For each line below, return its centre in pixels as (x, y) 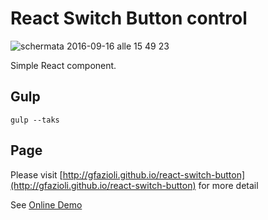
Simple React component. (63, 65)
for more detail (228, 185)
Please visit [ (36, 174)
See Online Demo (46, 204)
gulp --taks (35, 120)
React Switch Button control (129, 18)
